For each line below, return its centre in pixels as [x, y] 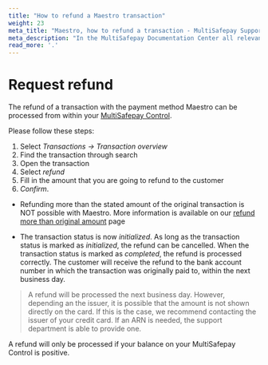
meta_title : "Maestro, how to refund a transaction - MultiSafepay [123, 30]
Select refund [42, 172]
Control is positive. [39, 353]
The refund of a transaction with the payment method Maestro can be [123, 107]
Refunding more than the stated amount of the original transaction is [132, 204]
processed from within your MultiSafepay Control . [91, 116]
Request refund [61, 85]
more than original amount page [73, 221]
